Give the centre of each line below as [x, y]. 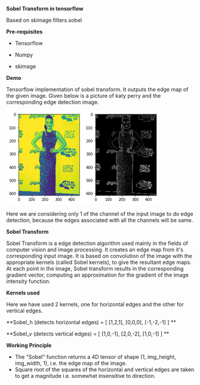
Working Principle [29, 345]
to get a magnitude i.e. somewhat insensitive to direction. [85, 376]
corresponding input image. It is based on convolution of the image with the [99, 256]
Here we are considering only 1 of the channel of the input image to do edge [100, 214]
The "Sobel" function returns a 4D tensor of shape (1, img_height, [95, 357]
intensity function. [28, 281]
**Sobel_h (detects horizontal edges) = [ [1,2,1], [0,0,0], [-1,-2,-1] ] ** [91, 322]
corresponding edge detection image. [53, 102]
